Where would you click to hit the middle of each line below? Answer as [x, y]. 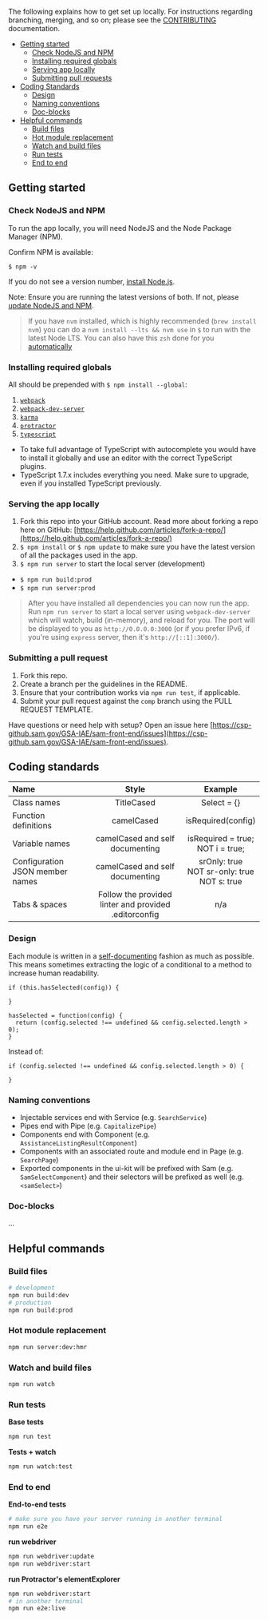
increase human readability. [54, 973]
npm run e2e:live [37, 1609]
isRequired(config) [221, 820]
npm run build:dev [39, 1295]
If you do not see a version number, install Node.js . [92, 281]
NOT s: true [221, 882]
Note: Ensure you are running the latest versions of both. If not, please [124, 297]
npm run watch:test [41, 1466]
